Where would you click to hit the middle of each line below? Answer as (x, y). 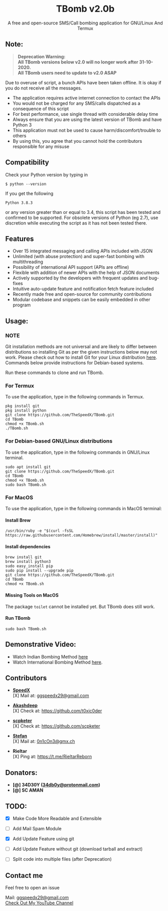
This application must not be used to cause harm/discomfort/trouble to (87, 130)
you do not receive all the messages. (44, 88)
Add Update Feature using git (43, 839)
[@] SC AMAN (28, 790)
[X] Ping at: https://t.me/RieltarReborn (52, 757)
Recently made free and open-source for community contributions (82, 294)
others (19, 136)
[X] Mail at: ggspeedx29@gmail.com (51, 696)
